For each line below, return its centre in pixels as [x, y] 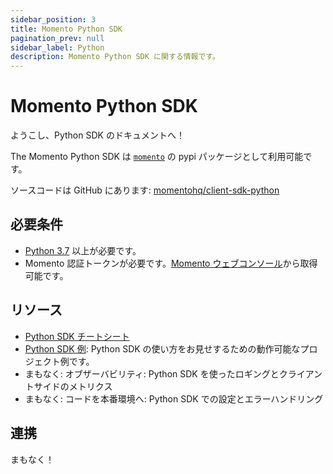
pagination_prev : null [57, 38]
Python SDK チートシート [77, 336]
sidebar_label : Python [57, 47]
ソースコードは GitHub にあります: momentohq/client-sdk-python [145, 190]
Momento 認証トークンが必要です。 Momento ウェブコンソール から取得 [171, 263]
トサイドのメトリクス [68, 386]
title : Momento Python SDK [66, 29]
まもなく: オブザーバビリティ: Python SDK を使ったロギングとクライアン [173, 373]
